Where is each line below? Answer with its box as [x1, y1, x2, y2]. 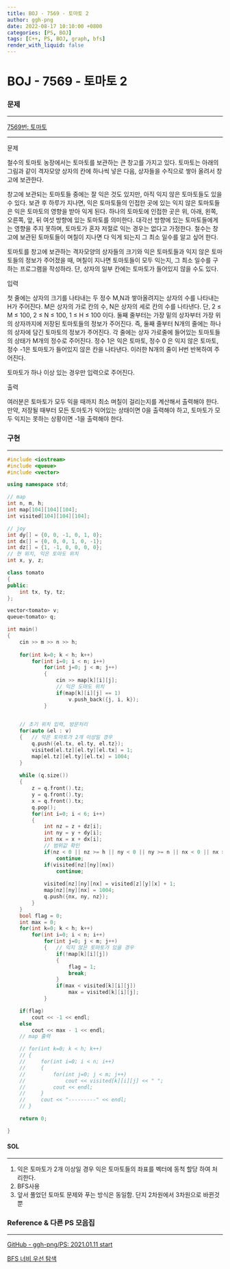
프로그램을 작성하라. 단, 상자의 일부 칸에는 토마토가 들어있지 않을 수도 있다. [19, 265, 219, 273]
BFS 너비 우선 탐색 [7, 1255, 57, 1263]
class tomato [7, 570, 44, 577]
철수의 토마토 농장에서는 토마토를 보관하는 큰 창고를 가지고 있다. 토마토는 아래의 [7, 158, 219, 167]
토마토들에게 [185, 216, 219, 224]
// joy [7, 525, 26, 532]
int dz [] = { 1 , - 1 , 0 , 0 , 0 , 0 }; [7, 544, 103, 551]
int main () [7, 626, 38, 633]
